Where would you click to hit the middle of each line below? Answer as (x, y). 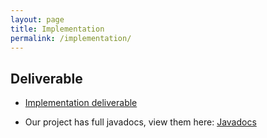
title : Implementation (57, 29)
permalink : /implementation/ (71, 38)
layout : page (37, 19)
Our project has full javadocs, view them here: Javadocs (140, 122)
